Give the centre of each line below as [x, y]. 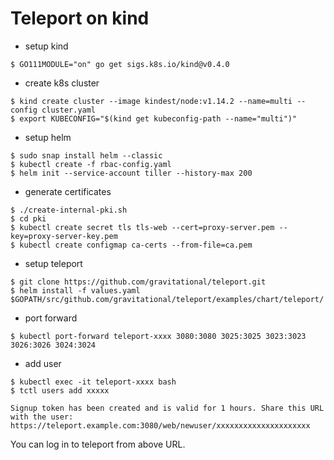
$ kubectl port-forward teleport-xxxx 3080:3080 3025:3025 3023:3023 [158, 336]
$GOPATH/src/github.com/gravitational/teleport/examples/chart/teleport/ [167, 299]
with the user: [42, 417]
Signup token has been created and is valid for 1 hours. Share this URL [167, 408]
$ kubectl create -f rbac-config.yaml [91, 164]
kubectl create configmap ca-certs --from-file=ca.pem [136, 245]
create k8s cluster [62, 83]
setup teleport [53, 263]
